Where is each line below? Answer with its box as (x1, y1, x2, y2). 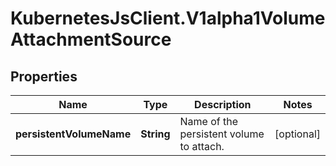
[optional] (274, 127, 321, 141)
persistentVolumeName (15, 127, 132, 141)
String (140, 127, 171, 141)
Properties (10, 68, 78, 85)
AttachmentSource (10, 28, 172, 51)
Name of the (179, 115, 239, 128)
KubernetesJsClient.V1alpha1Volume (10, 7, 326, 30)
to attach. (179, 140, 225, 153)
